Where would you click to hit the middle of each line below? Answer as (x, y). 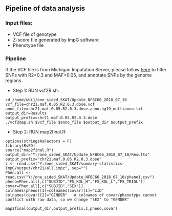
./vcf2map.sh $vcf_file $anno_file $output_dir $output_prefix (74, 122)
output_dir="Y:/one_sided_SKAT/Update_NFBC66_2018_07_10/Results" (78, 154)
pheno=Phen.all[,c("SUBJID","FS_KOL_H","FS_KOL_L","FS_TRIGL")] (75, 182)
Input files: (19, 23)
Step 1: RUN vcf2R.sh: (36, 90)
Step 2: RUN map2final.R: (39, 132)
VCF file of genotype (35, 34)
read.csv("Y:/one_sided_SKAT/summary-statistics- (71, 164)
